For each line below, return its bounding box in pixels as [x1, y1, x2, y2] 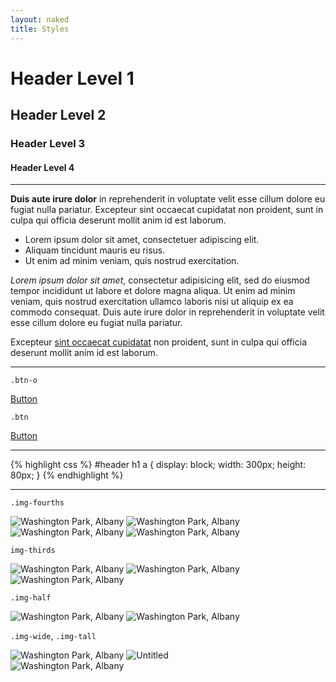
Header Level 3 [10, 137, 86, 150]
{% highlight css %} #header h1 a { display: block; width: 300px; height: [10, 459, 307, 471]
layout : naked [10, 14, 70, 25]
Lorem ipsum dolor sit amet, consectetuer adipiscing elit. [24, 234, 260, 246]
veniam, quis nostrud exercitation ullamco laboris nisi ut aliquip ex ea [10, 296, 294, 308]
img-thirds [10, 546, 56, 556]
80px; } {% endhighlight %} [10, 469, 124, 481]
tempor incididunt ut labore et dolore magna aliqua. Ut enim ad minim [10, 285, 296, 297]
